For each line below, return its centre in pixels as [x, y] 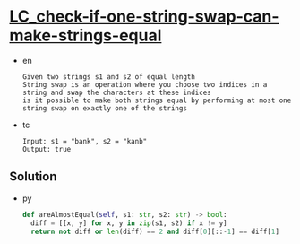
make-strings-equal [86, 35]
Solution [33, 177]
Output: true [47, 149]
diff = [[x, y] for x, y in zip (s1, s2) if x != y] [129, 223]
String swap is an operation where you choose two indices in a [145, 84]
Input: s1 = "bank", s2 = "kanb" [85, 141]
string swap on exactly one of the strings [105, 108]
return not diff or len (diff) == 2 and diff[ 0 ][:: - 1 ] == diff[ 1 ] [155, 231]
